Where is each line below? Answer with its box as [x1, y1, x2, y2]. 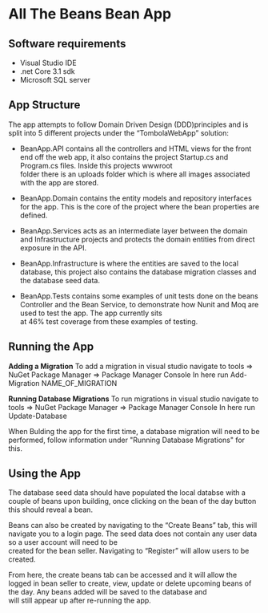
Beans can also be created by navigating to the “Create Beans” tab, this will [8, 521, 258, 530]
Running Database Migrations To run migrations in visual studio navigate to [8, 394, 259, 404]
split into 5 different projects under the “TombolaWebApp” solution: [8, 128, 230, 137]
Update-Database [8, 411, 68, 420]
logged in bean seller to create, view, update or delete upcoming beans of [8, 578, 252, 588]
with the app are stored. [19, 177, 99, 187]
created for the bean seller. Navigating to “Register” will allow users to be [8, 546, 250, 556]
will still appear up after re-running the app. [8, 595, 152, 606]
